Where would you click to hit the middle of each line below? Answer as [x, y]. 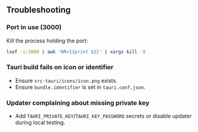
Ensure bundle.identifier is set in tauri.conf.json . [80, 87]
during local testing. [40, 123]
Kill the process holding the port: [47, 40]
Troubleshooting [39, 10]
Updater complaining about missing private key [78, 103]
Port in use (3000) [34, 27]
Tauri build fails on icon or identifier [60, 68]
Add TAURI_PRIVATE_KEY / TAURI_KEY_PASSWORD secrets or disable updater [103, 116]
